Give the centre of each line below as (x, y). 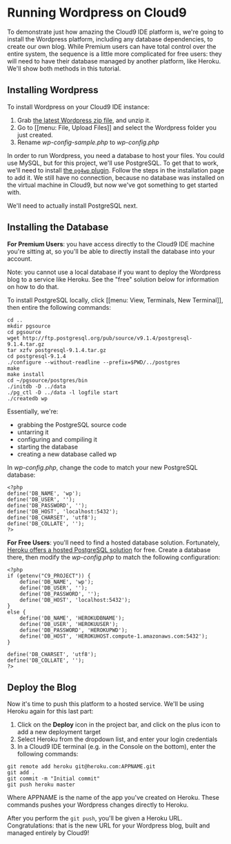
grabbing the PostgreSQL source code (72, 424)
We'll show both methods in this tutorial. (64, 68)
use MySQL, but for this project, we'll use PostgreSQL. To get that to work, (113, 163)
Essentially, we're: (33, 411)
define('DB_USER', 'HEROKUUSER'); (69, 624)
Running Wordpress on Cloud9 (97, 13)
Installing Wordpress (53, 90)
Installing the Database (58, 227)
